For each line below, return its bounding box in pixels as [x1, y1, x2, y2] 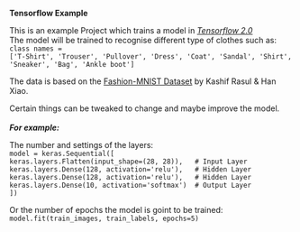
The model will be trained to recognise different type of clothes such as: [9, 35, 277, 45]
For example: [9, 122, 60, 133]
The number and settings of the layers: [9, 140, 154, 150]
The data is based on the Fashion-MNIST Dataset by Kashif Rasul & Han [9, 76, 277, 87]
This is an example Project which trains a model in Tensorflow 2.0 [9, 25, 253, 35]
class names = [9, 44, 63, 53]
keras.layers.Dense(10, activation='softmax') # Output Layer [9, 181, 252, 190]
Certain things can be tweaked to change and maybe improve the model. [9, 103, 280, 114]
